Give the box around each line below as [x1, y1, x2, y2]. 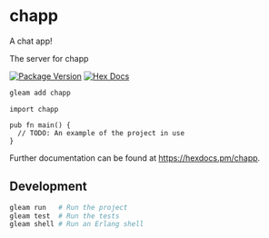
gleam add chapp [9, 88, 71, 97]
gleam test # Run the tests [9, 211, 120, 221]
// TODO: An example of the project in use [17, 128, 184, 137]
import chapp [9, 104, 59, 114]
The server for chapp [9, 53, 89, 64]
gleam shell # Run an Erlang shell [9, 220, 144, 229]
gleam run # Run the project [9, 203, 128, 212]
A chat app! [9, 35, 53, 46]
